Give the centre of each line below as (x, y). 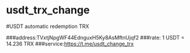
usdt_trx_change (48, 10)
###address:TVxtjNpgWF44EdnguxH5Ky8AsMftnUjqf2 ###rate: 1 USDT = (96, 37)
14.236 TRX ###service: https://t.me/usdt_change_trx (70, 44)
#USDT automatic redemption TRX (48, 26)
